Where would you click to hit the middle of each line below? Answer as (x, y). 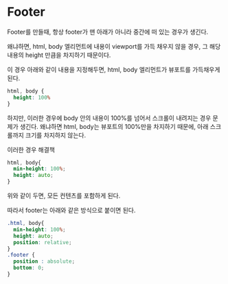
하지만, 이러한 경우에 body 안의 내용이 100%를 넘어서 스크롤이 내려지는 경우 (109, 118)
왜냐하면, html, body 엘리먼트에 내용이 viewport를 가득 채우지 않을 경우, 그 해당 (114, 46)
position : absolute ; (44, 261)
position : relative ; (43, 242)
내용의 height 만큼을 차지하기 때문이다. (59, 55)
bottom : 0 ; (29, 268)
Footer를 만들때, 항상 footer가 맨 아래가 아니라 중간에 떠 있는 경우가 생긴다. (108, 32)
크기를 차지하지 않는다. (56, 135)
